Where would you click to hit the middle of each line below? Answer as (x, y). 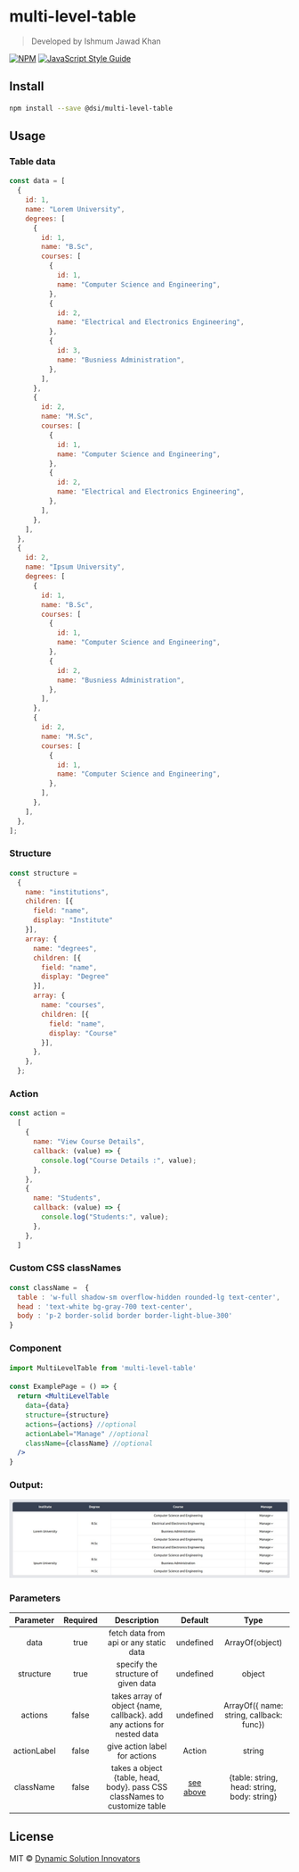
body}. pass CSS (137, 1787)
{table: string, (254, 1777)
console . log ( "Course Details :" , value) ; (119, 1161)
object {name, (137, 1705)
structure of (137, 1674)
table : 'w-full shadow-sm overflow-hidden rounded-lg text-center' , (149, 1297)
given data (137, 1684)
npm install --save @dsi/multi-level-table (91, 108)
